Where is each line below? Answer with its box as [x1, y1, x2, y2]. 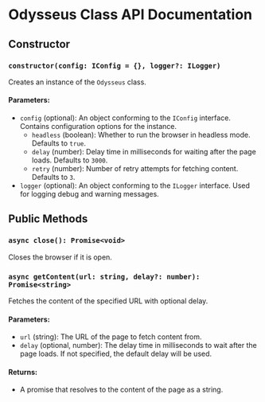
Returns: [8, 367, 38, 377]
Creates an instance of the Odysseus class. [8, 77, 147, 87]
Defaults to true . [31, 139, 86, 148]
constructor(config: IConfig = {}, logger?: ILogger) [8, 61, 221, 70]
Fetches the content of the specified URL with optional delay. [8, 296, 208, 306]
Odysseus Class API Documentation [8, 6, 253, 24]
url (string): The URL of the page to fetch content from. [19, 332, 202, 342]
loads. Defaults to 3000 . [31, 155, 108, 165]
